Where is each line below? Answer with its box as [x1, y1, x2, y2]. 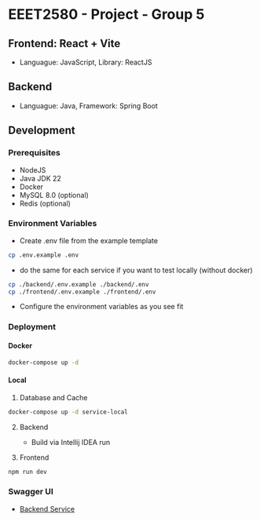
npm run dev [8, 468, 47, 475]
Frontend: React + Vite [8, 37, 121, 50]
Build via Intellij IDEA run [31, 437, 111, 446]
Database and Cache [19, 392, 88, 402]
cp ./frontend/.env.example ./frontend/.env [8, 288, 156, 296]
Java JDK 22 [19, 173, 61, 183]
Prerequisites [8, 148, 60, 158]
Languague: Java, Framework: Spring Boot [19, 100, 159, 111]
